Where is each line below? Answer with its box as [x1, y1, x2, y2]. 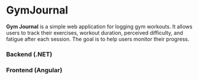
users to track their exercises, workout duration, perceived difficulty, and [6, 29, 183, 36]
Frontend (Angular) [6, 66, 63, 74]
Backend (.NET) [6, 50, 53, 58]
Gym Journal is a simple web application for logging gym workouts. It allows [6, 23, 193, 30]
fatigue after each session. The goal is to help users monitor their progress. [6, 35, 190, 42]
